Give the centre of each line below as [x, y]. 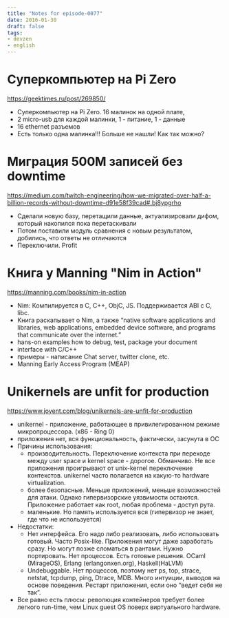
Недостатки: [35, 526]
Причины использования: [55, 446]
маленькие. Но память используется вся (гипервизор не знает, [121, 512]
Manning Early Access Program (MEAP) [73, 364]
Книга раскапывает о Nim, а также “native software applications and [116, 320]
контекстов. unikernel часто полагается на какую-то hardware [118, 475]
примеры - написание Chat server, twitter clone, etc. [93, 356]
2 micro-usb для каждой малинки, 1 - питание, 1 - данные [101, 119]
